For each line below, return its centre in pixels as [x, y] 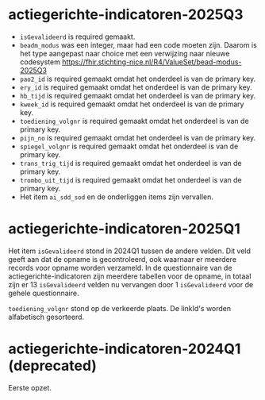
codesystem [40, 62]
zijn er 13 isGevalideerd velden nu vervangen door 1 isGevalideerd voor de [131, 284]
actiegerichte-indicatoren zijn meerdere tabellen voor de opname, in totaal [130, 276]
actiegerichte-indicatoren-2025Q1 [124, 229]
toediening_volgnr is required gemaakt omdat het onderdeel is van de [134, 121]
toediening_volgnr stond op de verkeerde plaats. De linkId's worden [120, 308]
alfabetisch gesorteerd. [46, 317]
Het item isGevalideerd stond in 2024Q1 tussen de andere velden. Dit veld [130, 251]
